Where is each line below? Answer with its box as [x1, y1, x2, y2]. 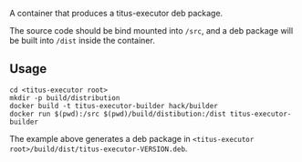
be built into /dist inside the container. [9, 35, 155, 46]
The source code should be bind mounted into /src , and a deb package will [9, 25, 294, 35]
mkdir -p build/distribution [9, 93, 120, 103]
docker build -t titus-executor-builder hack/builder [9, 101, 219, 110]
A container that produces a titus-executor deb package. [9, 8, 224, 18]
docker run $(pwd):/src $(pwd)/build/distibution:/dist [9, 109, 226, 118]
